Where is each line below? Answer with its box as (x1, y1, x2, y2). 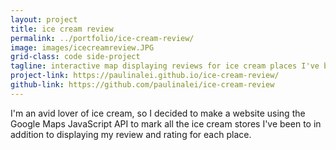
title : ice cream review (10, 24, 114, 34)
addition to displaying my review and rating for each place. (10, 128, 252, 140)
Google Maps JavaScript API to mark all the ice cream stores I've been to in (10, 117, 322, 130)
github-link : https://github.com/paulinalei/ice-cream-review (10, 80, 275, 90)
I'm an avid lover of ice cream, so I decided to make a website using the (10, 107, 306, 119)
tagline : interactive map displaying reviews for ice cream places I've (10, 61, 320, 71)
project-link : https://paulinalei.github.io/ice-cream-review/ (10, 71, 280, 81)
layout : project (10, 14, 78, 25)
